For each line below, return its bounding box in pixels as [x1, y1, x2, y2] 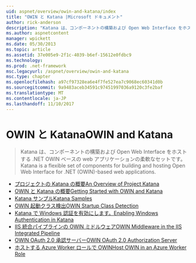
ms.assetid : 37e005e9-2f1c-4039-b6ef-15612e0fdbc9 [6, 52, 132, 58]
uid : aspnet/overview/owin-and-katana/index [6, 8, 116, 15]
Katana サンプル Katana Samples [14, 195, 92, 202]
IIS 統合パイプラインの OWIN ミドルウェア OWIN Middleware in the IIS [14, 223, 182, 230]
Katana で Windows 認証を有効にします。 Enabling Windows [14, 210, 159, 217]
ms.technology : [6, 57, 43, 63]
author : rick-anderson [6, 19, 61, 25]
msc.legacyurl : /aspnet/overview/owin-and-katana [6, 68, 129, 74]
